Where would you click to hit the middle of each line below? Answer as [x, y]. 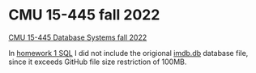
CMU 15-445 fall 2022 [84, 15]
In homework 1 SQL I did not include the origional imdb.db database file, [128, 53]
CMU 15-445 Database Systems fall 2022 [78, 37]
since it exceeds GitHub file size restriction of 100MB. [98, 62]
